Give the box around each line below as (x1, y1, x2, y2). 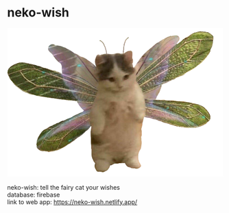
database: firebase (7, 190, 60, 199)
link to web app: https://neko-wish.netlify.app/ (7, 197, 138, 206)
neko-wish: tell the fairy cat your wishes (7, 183, 120, 191)
